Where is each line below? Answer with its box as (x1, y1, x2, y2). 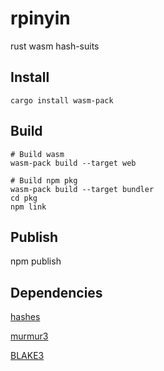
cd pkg (10, 193, 38, 203)
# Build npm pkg (10, 175, 78, 186)
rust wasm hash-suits (10, 40, 100, 52)
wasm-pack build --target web (10, 158, 137, 168)
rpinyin (10, 7, 71, 30)
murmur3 (10, 330, 49, 342)
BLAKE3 (10, 350, 45, 362)
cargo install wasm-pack (10, 95, 114, 106)
